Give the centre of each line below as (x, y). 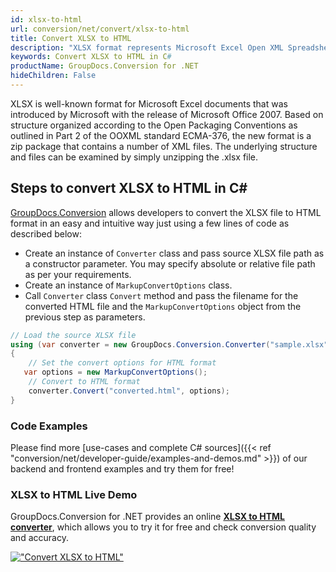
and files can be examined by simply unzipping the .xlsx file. (134, 157)
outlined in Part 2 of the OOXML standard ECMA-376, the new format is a (161, 135)
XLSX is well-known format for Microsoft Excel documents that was (149, 103)
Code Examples (49, 426)
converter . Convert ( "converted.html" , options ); (129, 391)
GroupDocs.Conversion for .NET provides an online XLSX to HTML (147, 517)
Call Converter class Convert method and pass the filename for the (161, 295)
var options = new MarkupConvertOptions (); (115, 372)
